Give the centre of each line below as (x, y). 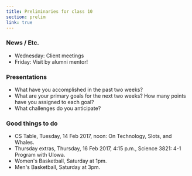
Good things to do (32, 123)
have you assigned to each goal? (54, 102)
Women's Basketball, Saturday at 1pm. (61, 161)
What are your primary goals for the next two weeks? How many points (100, 96)
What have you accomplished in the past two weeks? (79, 89)
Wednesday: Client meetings (49, 56)
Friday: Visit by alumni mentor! (51, 61)
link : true (19, 22)
